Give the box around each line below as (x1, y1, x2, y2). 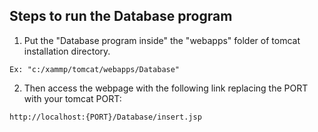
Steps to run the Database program (9, 8, 233, 25)
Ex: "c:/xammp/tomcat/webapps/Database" (9, 64, 181, 74)
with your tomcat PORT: (23, 92, 122, 104)
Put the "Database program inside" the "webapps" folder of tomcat (23, 34, 301, 46)
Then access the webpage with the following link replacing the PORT (23, 82, 309, 94)
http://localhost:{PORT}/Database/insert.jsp (9, 112, 202, 122)
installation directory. (23, 45, 111, 57)
